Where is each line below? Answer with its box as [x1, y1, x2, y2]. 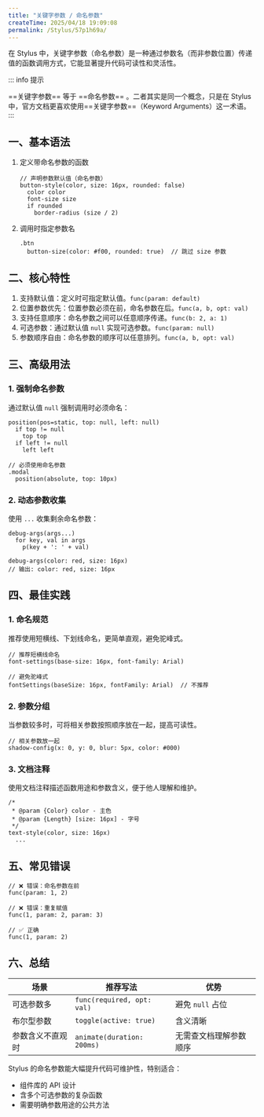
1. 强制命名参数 [8, 383, 65, 394]
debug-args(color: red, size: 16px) [8, 557, 128, 565]
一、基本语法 [8, 135, 71, 148]
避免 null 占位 [175, 998, 228, 1009]
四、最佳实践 [8, 588, 71, 602]
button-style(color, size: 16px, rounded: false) [19, 181, 186, 189]
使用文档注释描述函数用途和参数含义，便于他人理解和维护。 [8, 783, 201, 793]
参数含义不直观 [12, 1030, 68, 1041]
